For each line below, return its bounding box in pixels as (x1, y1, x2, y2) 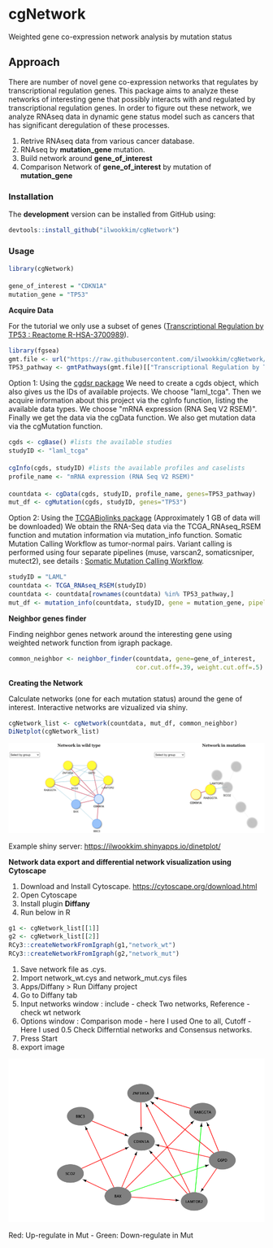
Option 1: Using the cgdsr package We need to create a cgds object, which (8, 378, 259, 388)
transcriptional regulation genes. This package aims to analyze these (8, 85, 239, 95)
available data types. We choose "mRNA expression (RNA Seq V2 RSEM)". (8, 404, 258, 414)
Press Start (19, 1034, 58, 1044)
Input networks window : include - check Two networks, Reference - (19, 999, 250, 1009)
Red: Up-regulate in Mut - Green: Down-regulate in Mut (8, 1230, 193, 1240)
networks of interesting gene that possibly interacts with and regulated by (8, 94, 256, 104)
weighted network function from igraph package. (8, 638, 173, 648)
